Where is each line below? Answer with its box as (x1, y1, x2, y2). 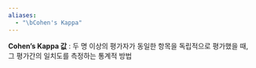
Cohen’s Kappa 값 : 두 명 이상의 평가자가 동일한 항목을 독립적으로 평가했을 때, (8, 41, 249, 51)
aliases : (8, 11, 37, 20)
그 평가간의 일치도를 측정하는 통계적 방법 (8, 51, 132, 60)
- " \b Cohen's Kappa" (15, 19, 82, 27)
